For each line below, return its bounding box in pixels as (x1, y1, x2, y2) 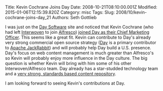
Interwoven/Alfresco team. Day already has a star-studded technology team (5, 66, 158, 71)
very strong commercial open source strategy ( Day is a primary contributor (5, 40, 157, 45)
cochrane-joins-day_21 (5, 15, 51, 20)
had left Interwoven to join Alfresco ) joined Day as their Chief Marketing (5, 29, 150, 35)
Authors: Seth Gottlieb (52, 15, 97, 20)
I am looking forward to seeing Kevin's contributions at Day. (5, 80, 125, 86)
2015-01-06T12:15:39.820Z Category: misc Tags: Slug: (5, 9, 115, 15)
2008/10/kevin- (116, 9, 147, 15)
